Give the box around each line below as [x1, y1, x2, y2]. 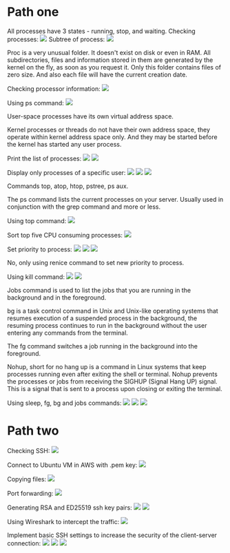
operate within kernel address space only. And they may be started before [7, 132, 218, 141]
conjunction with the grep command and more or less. [7, 202, 161, 211]
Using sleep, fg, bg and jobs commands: [7, 399, 122, 407]
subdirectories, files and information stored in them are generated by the [7, 56, 213, 64]
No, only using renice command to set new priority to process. [7, 258, 185, 267]
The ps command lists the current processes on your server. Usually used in [7, 195, 224, 203]
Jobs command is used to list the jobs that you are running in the [7, 286, 191, 294]
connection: [7, 539, 41, 547]
